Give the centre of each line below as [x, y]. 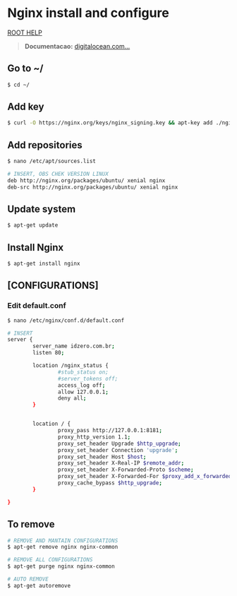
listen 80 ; [49, 353]
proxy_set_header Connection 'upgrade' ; [118, 450]
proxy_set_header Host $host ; [102, 457]
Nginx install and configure [88, 13]
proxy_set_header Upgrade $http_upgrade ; [119, 443]
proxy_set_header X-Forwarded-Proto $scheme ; [126, 470]
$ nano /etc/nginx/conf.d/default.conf [66, 320]
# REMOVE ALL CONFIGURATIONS [50, 560]
